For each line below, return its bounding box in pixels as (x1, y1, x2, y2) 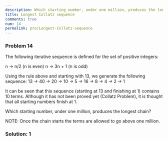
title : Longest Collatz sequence (5, 12, 75, 17)
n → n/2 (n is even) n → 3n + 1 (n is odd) (5, 63, 88, 69)
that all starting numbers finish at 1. (5, 98, 77, 105)
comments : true (5, 16, 37, 21)
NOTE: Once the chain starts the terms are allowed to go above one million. (5, 118, 160, 124)
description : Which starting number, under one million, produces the (5, 7, 155, 12)
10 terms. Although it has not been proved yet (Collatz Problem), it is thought (5, 93, 163, 99)
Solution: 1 (5, 130, 31, 137)
